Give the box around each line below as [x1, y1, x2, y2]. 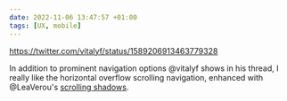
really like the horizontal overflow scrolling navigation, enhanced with [9, 72, 264, 82]
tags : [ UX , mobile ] [9, 21, 82, 30]
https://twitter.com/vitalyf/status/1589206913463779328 [9, 45, 218, 56]
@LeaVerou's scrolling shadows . [9, 82, 129, 92]
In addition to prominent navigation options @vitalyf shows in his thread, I [9, 63, 279, 74]
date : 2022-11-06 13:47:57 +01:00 [9, 12, 138, 22]
